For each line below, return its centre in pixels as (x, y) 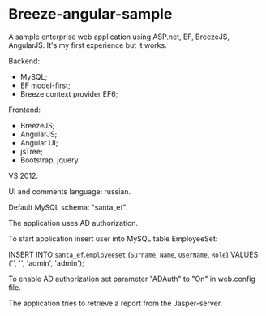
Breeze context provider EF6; (69, 93)
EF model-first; (45, 85)
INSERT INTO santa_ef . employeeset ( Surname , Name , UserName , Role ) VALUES (133, 254)
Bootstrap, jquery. (50, 160)
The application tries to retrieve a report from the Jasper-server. (116, 303)
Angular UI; (39, 142)
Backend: (24, 61)
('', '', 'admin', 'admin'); (47, 263)
